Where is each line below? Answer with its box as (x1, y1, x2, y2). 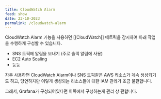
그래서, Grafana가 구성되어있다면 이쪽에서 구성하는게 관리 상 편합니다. (5, 88, 137, 94)
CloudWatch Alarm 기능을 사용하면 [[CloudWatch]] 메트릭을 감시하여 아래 (5, 34, 147, 40)
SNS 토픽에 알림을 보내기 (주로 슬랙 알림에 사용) (12, 51, 103, 57)
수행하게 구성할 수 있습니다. (10, 41, 62, 46)
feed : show (5, 12, 27, 16)
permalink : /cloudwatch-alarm (5, 20, 66, 26)
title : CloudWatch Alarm (5, 7, 55, 12)
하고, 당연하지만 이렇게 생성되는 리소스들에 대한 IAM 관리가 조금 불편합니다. (10, 78, 153, 84)
